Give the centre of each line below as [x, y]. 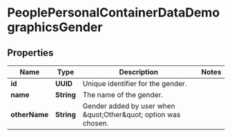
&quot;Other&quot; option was [132, 115]
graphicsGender [55, 27]
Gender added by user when [129, 106]
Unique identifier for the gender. [135, 84]
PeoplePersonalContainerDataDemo [114, 13]
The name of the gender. [123, 95]
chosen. [96, 123]
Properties [30, 53]
